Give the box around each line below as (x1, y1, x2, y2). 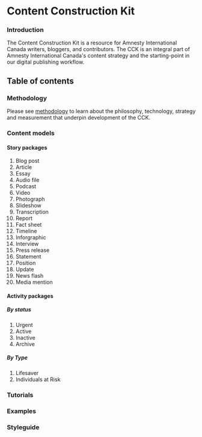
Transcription (15, 209, 49, 216)
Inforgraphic (15, 234, 46, 241)
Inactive (15, 334, 35, 341)
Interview (15, 240, 39, 248)
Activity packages (7, 292, 54, 299)
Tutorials (7, 391, 34, 399)
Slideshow (15, 202, 41, 209)
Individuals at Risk (15, 376, 61, 383)
